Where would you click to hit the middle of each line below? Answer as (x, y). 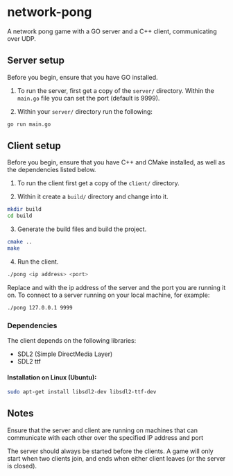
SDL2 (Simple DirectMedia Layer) (65, 354)
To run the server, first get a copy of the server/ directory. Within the (116, 90)
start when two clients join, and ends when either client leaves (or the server (116, 458)
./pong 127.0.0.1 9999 (40, 307)
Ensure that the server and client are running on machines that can (103, 430)
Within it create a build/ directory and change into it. (93, 197)
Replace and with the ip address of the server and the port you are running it (116, 287)
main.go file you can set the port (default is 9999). (88, 98)
